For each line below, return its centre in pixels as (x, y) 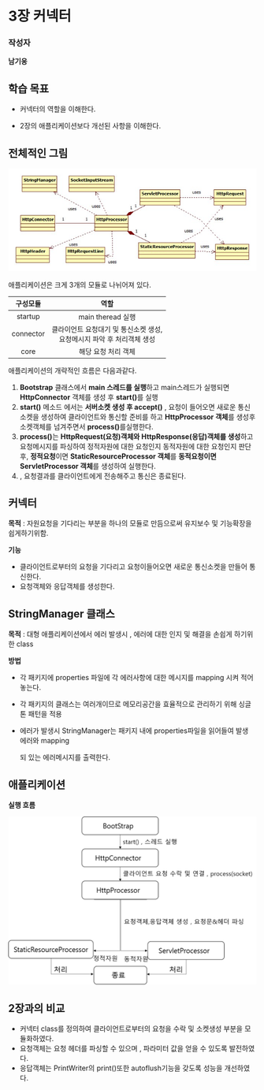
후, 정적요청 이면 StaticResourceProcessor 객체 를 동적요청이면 (118, 456)
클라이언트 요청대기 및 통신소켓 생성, (107, 329)
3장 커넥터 (40, 16)
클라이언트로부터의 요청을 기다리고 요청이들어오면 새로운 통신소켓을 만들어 (134, 567)
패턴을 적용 (45, 714)
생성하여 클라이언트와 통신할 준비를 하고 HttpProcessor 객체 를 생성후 (148, 417)
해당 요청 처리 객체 (107, 352)
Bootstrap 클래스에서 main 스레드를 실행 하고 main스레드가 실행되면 (125, 387)
